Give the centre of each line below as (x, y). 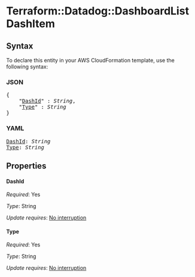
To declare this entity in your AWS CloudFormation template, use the (90, 60)
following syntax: (27, 67)
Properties (26, 166)
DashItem (31, 24)
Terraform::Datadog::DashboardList (98, 11)
